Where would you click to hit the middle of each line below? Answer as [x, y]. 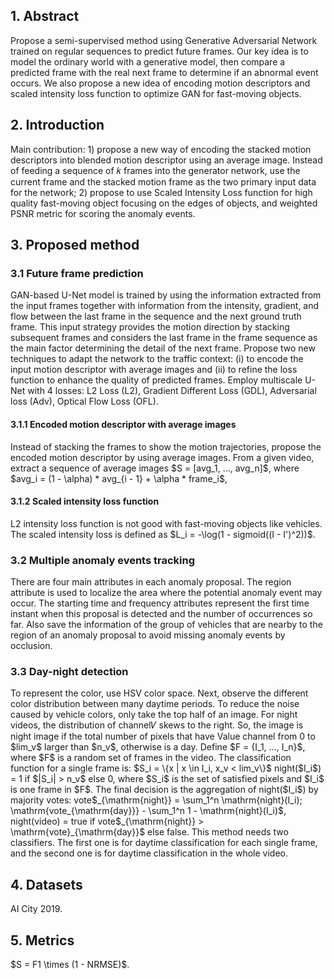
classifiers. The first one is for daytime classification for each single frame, [164, 843]
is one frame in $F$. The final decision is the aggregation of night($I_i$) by [164, 790]
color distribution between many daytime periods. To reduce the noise [155, 704]
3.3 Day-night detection [69, 671]
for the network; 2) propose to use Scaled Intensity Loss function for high [161, 192]
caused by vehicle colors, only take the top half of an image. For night [154, 715]
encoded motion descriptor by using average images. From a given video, [162, 457]
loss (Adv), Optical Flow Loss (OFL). [84, 401]
